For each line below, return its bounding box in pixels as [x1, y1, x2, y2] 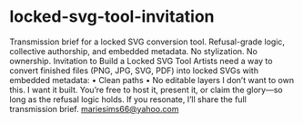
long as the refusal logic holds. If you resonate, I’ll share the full [9, 93, 247, 105]
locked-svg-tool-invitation [9, 6, 216, 27]
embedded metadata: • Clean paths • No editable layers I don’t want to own [9, 74, 294, 85]
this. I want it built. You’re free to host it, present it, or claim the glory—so [9, 84, 284, 95]
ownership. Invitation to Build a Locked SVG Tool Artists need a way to [9, 55, 273, 66]
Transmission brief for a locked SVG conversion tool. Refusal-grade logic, [9, 36, 285, 47]
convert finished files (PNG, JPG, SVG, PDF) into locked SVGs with [9, 65, 259, 76]
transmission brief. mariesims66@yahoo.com [9, 103, 179, 114]
